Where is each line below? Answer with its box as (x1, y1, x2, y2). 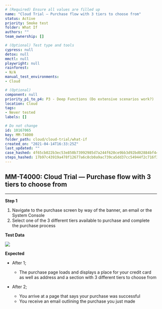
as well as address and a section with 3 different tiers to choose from (19, 274, 157, 280)
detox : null (5, 52, 29, 57)
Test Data (5, 232, 25, 238)
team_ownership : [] (5, 34, 44, 39)
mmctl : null (5, 56, 29, 61)
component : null (5, 92, 38, 97)
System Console (12, 212, 45, 218)
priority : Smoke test (5, 20, 49, 26)
